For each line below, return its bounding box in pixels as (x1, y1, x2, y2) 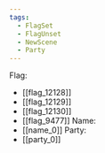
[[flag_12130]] (21, 106, 72, 117)
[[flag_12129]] (21, 96, 72, 107)
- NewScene (17, 37, 58, 47)
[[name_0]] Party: (21, 125, 87, 135)
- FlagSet (17, 21, 53, 30)
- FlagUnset (17, 29, 62, 38)
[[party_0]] (21, 134, 61, 145)
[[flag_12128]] (21, 88, 72, 98)
